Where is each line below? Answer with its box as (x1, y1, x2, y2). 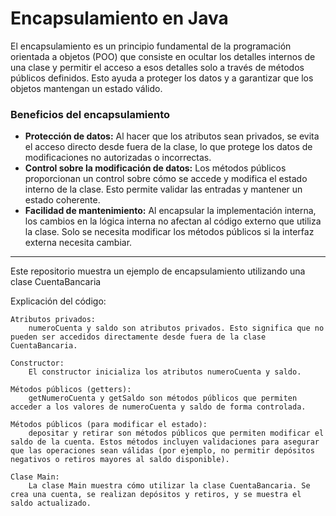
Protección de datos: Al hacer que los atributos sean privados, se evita (24, 130, 320, 142)
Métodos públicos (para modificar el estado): (10, 420, 208, 430)
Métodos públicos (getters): (10, 385, 132, 395)
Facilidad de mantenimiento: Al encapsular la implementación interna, (24, 205, 317, 217)
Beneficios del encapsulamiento (10, 107, 171, 121)
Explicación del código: (10, 295, 107, 307)
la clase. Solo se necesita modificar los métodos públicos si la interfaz (24, 226, 315, 238)
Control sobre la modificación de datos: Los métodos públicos (24, 162, 287, 174)
